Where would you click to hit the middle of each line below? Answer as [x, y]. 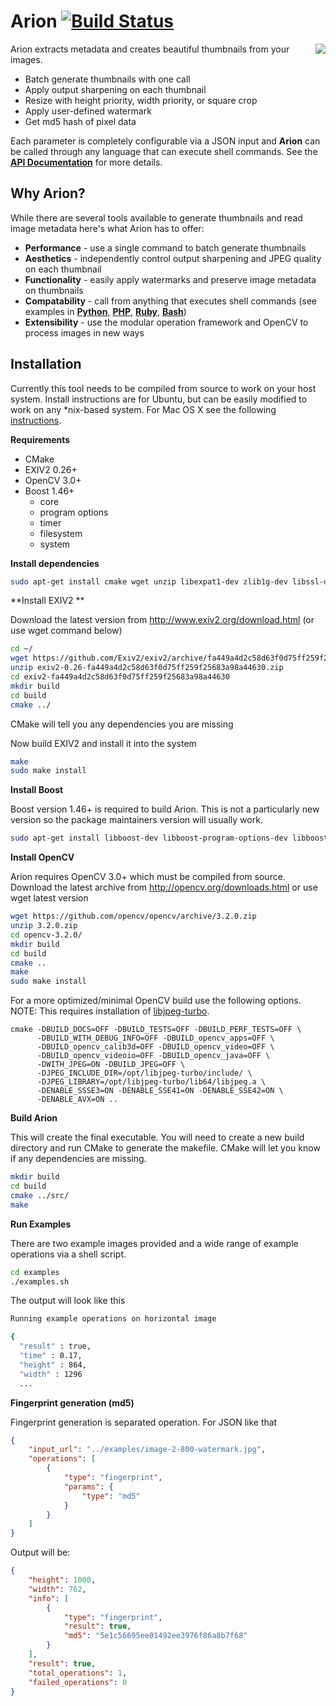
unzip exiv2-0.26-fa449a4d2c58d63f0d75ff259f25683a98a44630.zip [147, 668]
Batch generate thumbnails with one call [107, 79]
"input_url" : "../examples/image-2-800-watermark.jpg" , [147, 1450]
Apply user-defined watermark [88, 111]
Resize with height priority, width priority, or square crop [141, 100]
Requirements [40, 439]
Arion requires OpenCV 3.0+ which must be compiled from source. [148, 877]
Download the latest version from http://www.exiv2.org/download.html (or [162, 620]
